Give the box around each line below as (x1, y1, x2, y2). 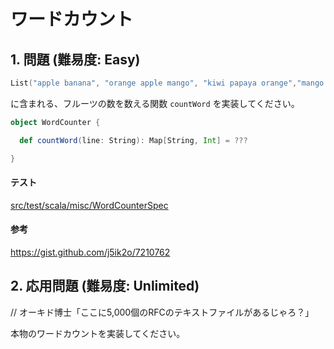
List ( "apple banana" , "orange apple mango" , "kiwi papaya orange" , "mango (10, 78, 325, 88)
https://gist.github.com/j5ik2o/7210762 (10, 246, 171, 258)
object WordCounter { (10, 117, 101, 127)
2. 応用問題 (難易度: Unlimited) (10, 278, 200, 295)
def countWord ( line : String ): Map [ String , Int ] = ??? (19, 135, 248, 145)
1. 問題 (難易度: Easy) (10, 51, 141, 68)
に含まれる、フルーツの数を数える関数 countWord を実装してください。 (10, 97, 300, 109)
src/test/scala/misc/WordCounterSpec (10, 199, 169, 211)
